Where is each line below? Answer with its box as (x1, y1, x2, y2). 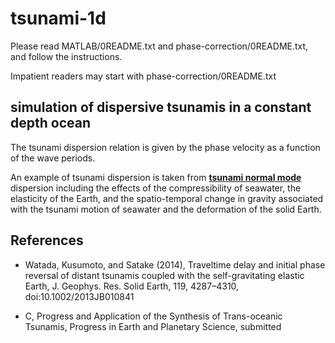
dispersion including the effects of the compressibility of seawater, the (10, 182, 302, 194)
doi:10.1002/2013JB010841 (24, 290, 135, 302)
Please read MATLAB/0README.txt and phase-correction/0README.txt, (10, 40, 309, 52)
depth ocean (10, 115, 91, 132)
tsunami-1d (10, 7, 107, 30)
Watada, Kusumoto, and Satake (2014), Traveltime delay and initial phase (24, 258, 326, 271)
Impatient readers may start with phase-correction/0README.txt (10, 70, 277, 82)
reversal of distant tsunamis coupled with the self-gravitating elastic (24, 269, 305, 281)
